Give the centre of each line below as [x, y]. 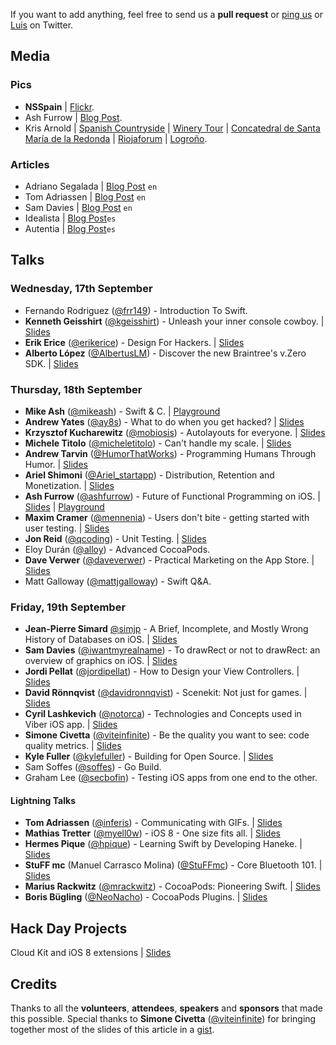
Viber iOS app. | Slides [71, 725]
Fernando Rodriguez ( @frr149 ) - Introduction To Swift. [136, 310]
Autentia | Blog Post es [70, 228]
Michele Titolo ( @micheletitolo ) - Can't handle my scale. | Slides [158, 443]
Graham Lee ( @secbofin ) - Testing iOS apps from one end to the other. [171, 778]
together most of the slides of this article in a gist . [112, 1030]
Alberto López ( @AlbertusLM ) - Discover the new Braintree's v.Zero [165, 353]
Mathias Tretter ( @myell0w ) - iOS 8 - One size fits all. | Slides [152, 833]
